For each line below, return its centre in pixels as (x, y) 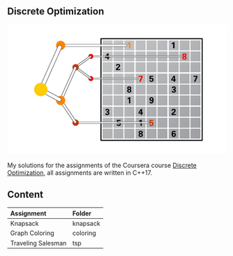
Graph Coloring (32, 233)
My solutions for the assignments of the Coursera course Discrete (102, 165)
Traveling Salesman (38, 243)
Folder (82, 213)
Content (25, 195)
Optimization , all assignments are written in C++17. (80, 172)
